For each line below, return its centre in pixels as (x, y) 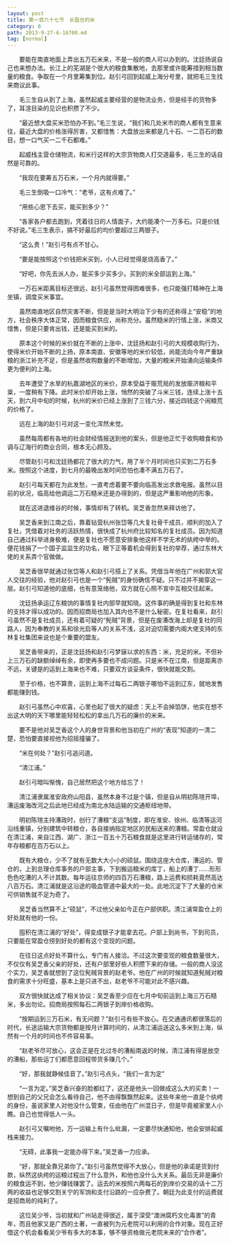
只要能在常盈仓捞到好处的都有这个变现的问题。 (73, 941)
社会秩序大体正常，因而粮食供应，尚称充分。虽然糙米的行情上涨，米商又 (121, 320)
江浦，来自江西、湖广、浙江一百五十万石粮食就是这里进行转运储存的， (118, 837)
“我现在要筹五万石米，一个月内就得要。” (74, 178)
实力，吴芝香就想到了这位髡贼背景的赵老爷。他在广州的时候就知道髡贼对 (115, 973)
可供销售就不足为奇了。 (40, 895)
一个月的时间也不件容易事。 (58, 1036)
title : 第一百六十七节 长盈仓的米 (51, 20)
